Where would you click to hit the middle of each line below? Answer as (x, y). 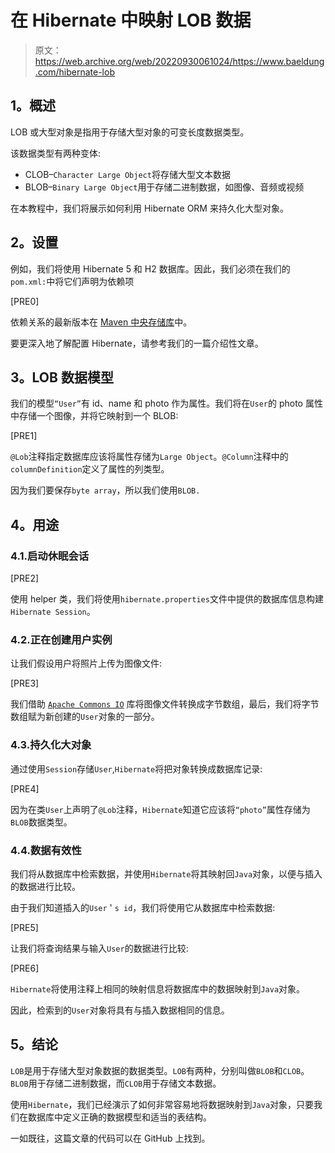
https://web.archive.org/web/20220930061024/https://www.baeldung (179, 61)
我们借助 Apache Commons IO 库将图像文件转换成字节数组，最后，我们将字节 (165, 704)
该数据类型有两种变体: (56, 153)
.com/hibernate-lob (74, 72)
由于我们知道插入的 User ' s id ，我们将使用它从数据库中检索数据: (143, 907)
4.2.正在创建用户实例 (61, 639)
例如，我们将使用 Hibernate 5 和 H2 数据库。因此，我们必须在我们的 (150, 268)
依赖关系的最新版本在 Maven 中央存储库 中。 (101, 322)
